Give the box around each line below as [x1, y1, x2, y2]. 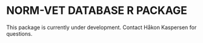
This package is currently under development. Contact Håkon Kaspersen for [6, 24, 197, 31]
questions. [6, 30, 33, 37]
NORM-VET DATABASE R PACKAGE [6, 4, 188, 18]
